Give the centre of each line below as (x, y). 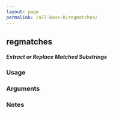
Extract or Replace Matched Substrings (56, 57)
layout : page (23, 12)
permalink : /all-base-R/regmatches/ (52, 17)
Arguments (23, 89)
